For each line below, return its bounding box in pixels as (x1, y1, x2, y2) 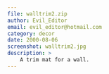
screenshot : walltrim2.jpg (7, 43, 86, 50)
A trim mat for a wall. (20, 56, 90, 63)
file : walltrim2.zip (7, 10, 68, 18)
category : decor (7, 30, 55, 37)
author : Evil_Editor (7, 17, 68, 24)
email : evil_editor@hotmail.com (7, 23, 102, 30)
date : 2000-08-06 (7, 37, 58, 44)
